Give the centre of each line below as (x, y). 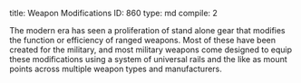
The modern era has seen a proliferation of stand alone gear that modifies (147, 30)
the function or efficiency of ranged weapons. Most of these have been (143, 40)
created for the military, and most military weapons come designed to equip (151, 50)
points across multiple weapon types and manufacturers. (116, 69)
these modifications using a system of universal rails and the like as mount (148, 59)
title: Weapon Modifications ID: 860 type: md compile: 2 (113, 13)
